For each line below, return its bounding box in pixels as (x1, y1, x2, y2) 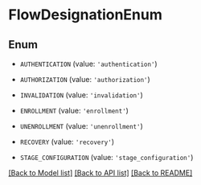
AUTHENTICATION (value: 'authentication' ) (19, 59, 158, 68)
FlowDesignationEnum (8, 6, 163, 24)
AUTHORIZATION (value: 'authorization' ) (19, 75, 150, 84)
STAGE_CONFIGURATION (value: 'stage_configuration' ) (19, 153, 194, 162)
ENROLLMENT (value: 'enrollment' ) (19, 106, 129, 115)
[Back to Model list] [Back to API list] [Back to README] (8, 168, 193, 178)
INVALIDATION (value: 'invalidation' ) (19, 90, 143, 100)
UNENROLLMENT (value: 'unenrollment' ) (19, 121, 143, 130)
